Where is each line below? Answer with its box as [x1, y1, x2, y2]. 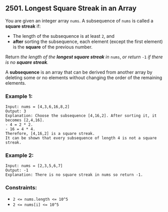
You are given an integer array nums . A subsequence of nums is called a [5, 17, 154, 23]
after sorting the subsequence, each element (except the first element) [12, 38, 163, 44]
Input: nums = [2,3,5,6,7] [5, 163, 63, 169]
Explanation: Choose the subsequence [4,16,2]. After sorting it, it [5, 113, 157, 119]
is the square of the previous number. [12, 43, 93, 50]
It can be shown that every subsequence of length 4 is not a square [5, 135, 157, 141]
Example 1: [5, 92, 33, 100]
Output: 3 [5, 109, 27, 114]
